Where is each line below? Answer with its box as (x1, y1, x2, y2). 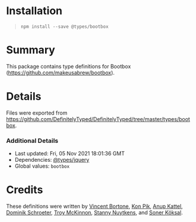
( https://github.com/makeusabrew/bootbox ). (6, 69, 115, 76)
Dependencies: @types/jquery (14, 156, 90, 164)
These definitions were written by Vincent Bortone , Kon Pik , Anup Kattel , (6, 203, 183, 210)
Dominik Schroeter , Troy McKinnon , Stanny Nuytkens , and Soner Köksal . (6, 209, 183, 216)
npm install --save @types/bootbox (20, 24, 109, 30)
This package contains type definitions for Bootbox (6, 63, 131, 70)
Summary (6, 43, 55, 57)
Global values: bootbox (14, 162, 70, 169)
